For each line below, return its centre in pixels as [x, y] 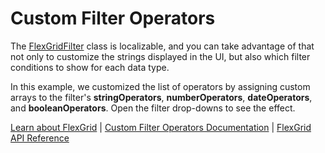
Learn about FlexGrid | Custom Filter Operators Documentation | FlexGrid [161, 127]
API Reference [40, 138]
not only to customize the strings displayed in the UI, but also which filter [160, 56]
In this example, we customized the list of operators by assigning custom [160, 86]
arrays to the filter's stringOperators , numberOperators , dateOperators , [161, 97]
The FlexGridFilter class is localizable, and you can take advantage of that [162, 46]
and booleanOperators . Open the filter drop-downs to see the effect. [153, 108]
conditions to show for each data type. [90, 67]
